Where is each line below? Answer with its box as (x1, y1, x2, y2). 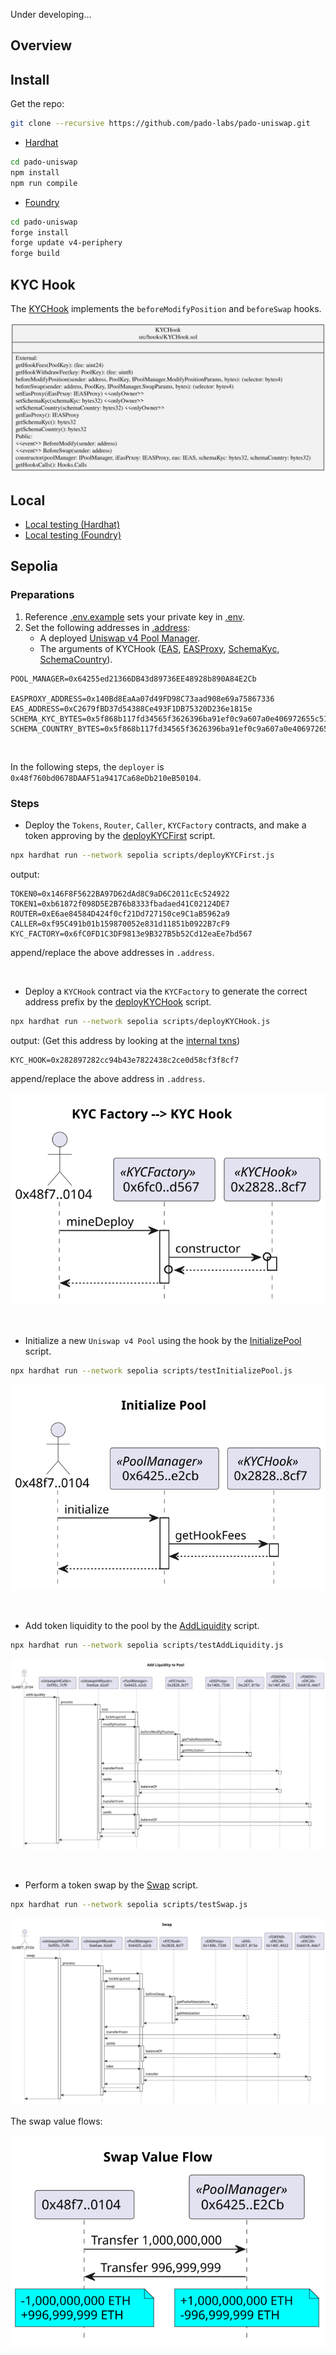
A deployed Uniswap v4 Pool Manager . (39, 632, 201, 644)
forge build (10, 249, 60, 259)
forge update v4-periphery (10, 238, 123, 248)
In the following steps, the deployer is (10, 760, 165, 773)
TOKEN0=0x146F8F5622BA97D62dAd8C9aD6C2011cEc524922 (10, 889, 230, 899)
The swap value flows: (10, 2115, 103, 2127)
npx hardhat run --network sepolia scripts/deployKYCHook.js (10, 1016, 271, 1026)
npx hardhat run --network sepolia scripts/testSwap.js (10, 1900, 248, 1910)
